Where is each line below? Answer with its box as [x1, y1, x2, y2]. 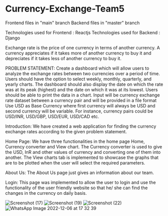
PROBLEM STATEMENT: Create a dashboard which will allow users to [5, 65, 150, 71]
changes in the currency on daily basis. [5, 190, 87, 196]
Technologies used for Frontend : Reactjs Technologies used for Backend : [5, 29, 160, 35]
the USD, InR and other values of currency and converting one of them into [5, 149, 161, 155]
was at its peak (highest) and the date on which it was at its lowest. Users [5, 86, 158, 92]
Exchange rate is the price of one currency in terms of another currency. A [5, 44, 160, 50]
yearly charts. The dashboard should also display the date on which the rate [5, 81, 163, 87]
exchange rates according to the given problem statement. [5, 128, 127, 134]
